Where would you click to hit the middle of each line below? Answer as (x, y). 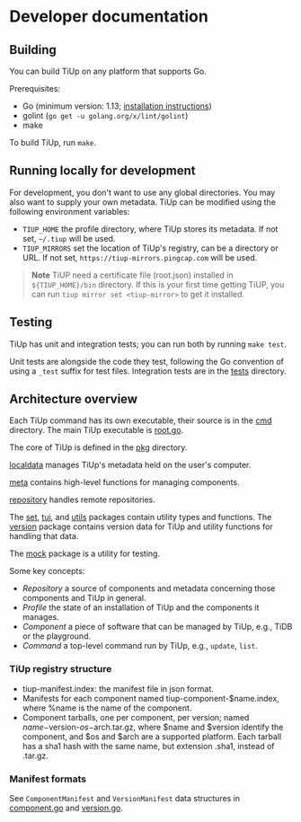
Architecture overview (73, 399)
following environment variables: (70, 211)
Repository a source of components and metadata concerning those (149, 588)
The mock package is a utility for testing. (84, 553)
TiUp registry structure (61, 669)
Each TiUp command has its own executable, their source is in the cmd (141, 420)
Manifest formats (48, 779)
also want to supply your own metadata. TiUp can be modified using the (143, 202)
